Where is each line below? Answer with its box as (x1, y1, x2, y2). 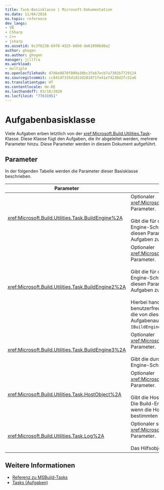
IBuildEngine (130, 324, 161, 330)
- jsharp (5, 39, 23, 44)
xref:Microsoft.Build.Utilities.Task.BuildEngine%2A (7, 214, 123, 221)
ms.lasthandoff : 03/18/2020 (5, 89, 62, 94)
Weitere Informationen (5, 461, 76, 469)
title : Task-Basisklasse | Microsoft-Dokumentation (5, 7, 112, 12)
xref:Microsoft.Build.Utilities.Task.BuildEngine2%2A (7, 284, 126, 290)
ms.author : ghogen (5, 52, 42, 58)
